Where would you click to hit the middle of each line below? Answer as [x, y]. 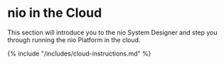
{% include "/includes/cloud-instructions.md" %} [79, 53]
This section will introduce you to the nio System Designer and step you [113, 32]
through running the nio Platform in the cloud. [74, 39]
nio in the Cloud [55, 13]
